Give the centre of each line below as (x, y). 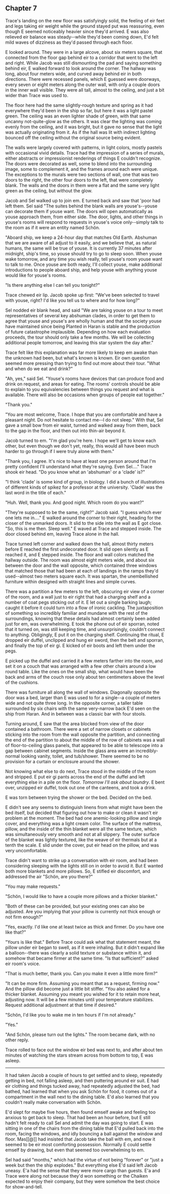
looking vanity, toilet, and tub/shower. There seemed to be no (85, 756)
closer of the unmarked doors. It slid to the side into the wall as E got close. (84, 523)
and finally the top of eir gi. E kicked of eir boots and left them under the (80, 645)
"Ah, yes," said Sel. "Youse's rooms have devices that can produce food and (85, 378)
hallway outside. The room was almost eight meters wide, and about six (80, 560)
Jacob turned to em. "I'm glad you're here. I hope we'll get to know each (81, 440)
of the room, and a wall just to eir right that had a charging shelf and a (78, 596)
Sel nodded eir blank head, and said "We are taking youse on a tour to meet (84, 310)
